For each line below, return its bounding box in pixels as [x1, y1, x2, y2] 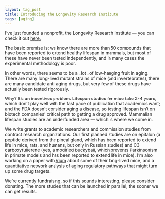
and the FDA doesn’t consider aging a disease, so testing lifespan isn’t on [5, 106, 155, 112]
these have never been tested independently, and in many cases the [5, 55, 145, 61]
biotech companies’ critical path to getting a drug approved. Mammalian [5, 111, 153, 117]
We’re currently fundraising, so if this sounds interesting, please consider [5, 178, 155, 184]
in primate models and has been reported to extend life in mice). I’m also [5, 152, 153, 158]
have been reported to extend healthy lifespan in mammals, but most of [5, 50, 151, 56]
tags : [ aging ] [5, 16, 35, 21]
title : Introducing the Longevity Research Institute [5, 12, 119, 17]
